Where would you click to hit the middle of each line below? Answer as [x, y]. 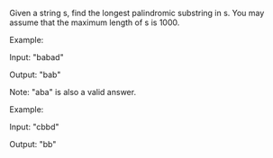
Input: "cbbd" [34, 127]
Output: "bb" [33, 144]
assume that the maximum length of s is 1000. [95, 22]
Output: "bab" [35, 75]
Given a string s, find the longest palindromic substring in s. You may [137, 13]
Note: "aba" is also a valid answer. [73, 92]
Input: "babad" [37, 57]
